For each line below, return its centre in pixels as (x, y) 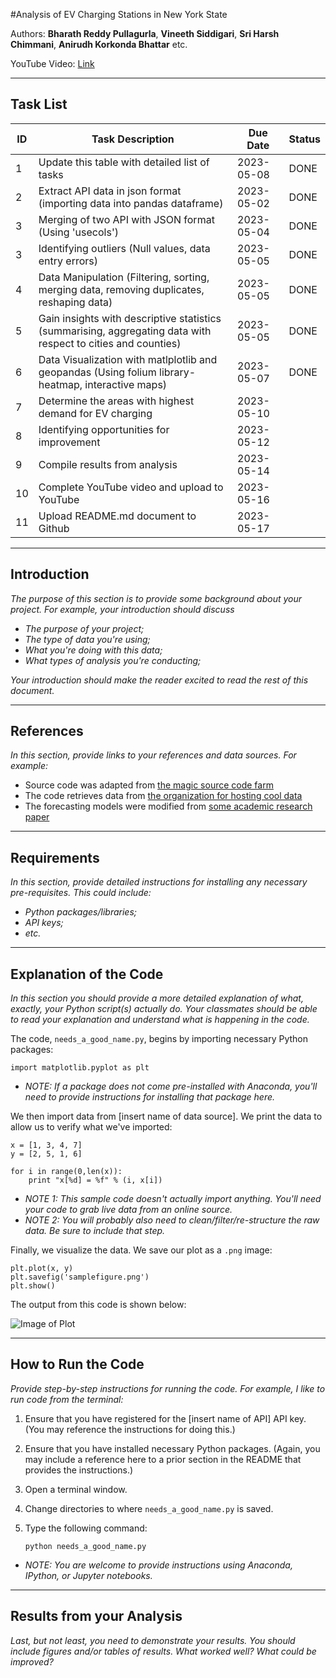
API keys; (44, 923)
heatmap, (60, 384)
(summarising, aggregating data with (125, 331)
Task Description (133, 139)
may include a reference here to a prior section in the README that (163, 1459)
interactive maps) (126, 384)
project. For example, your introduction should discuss (122, 609)
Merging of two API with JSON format (126, 219)
